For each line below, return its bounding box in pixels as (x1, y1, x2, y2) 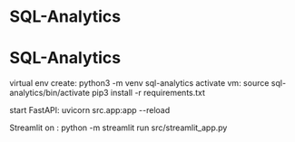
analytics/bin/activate (9, 88, 91, 99)
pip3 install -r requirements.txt (92, 88, 206, 99)
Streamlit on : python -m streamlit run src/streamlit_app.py (9, 122, 228, 133)
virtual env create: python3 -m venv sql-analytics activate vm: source (9, 78, 270, 89)
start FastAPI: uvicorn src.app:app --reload (9, 105, 171, 116)
